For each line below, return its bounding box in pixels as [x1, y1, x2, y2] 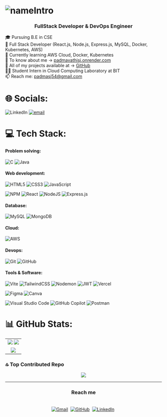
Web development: [5, 170, 46, 176]
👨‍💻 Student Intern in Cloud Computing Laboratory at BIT [5, 68, 120, 74]
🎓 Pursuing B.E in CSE [5, 34, 53, 40]
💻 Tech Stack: [5, 128, 67, 139]
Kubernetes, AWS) [5, 47, 43, 53]
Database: [5, 202, 27, 208]
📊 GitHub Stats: [5, 319, 73, 330]
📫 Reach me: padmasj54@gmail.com [5, 74, 83, 80]
